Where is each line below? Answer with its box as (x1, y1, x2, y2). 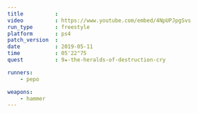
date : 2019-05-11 (7, 43, 93, 50)
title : (7, 10, 59, 18)
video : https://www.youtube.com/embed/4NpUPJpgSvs (7, 17, 192, 24)
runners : (7, 69, 33, 76)
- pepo (20, 76, 40, 83)
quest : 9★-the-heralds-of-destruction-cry (7, 56, 166, 64)
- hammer (20, 95, 46, 102)
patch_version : (7, 37, 59, 44)
